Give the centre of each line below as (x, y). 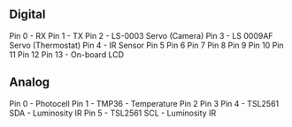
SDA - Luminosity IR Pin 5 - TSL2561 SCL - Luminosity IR (113, 113)
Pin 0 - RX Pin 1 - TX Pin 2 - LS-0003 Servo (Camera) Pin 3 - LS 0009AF (141, 35)
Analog (30, 82)
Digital (27, 15)
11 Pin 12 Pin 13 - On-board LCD (67, 54)
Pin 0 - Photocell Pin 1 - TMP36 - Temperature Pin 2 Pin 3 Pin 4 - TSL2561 (144, 103)
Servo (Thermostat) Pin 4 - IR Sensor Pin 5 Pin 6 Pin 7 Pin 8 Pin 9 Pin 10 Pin (147, 45)
